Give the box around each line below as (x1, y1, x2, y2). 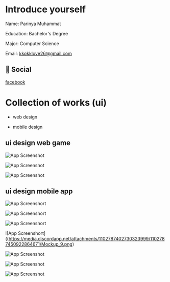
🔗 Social (5, 65, 32, 74)
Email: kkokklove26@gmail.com (5, 50, 72, 56)
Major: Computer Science (5, 40, 60, 47)
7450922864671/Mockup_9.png (5, 241, 72, 247)
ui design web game (5, 138, 70, 147)
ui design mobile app (5, 187, 73, 195)
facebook (5, 78, 26, 85)
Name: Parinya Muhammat (5, 21, 61, 27)
